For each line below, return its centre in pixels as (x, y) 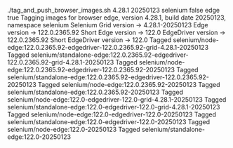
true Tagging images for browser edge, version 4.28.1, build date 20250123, (116, 18)
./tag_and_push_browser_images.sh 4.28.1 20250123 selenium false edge (113, 10)
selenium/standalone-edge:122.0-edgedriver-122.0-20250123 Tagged (109, 122)
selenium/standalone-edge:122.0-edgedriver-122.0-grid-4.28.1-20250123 (114, 107)
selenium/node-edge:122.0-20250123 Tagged (74, 129)
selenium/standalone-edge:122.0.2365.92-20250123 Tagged (95, 92)
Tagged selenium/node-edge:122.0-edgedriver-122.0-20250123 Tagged (112, 114)
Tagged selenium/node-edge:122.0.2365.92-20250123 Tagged (129, 85)
